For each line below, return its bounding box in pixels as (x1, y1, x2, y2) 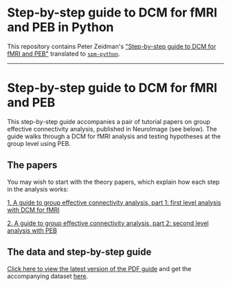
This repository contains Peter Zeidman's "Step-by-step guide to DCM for (7, 42, 217, 50)
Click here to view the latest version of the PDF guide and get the (7, 264, 192, 273)
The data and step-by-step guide (7, 246, 152, 258)
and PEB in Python (7, 19, 114, 35)
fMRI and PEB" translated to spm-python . (7, 50, 120, 58)
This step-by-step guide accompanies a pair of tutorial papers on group (7, 117, 211, 125)
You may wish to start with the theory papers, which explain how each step (7, 178, 220, 186)
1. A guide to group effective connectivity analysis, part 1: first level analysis (7, 198, 221, 206)
